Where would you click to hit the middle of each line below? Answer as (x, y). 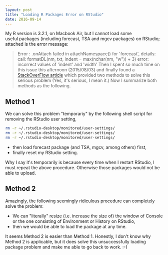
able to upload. (20, 173)
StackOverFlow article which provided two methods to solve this (84, 75)
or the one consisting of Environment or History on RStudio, (74, 221)
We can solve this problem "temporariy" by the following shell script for (79, 114)
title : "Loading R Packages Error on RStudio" (54, 15)
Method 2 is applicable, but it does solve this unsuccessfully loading (75, 241)
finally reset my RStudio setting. (45, 152)
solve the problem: (24, 206)
